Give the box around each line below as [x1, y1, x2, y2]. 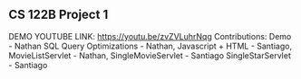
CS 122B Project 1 [8, 7, 109, 22]
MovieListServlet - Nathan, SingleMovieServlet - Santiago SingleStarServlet [8, 49, 291, 61]
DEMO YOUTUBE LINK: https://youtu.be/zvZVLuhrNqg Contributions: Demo [8, 31, 292, 41]
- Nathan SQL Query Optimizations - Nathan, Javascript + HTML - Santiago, [8, 40, 292, 51]
